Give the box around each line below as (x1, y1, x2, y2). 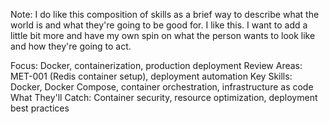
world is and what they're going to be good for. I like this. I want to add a (10, 19, 308, 31)
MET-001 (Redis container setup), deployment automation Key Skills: (10, 70, 293, 82)
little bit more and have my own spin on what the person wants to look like (10, 30, 316, 41)
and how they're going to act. (10, 40, 132, 52)
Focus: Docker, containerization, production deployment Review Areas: (10, 60, 303, 71)
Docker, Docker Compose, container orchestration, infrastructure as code (10, 81, 314, 93)
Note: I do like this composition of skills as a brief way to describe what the (10, 9, 320, 20)
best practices (10, 102, 70, 114)
